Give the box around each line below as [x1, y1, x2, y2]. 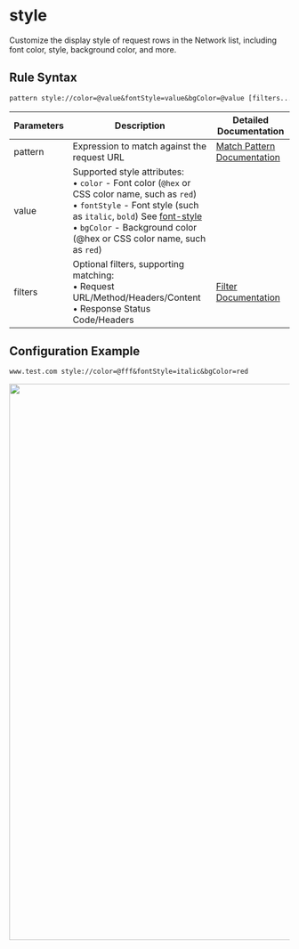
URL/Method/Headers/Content [72, 291, 202, 304]
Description [114, 119, 166, 132]
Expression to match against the [72, 140, 207, 152]
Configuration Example [9, 344, 141, 359]
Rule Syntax [9, 70, 77, 85]
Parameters [13, 119, 64, 132]
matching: [72, 269, 115, 281]
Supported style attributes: [72, 166, 185, 178]
